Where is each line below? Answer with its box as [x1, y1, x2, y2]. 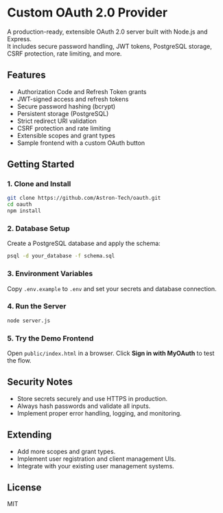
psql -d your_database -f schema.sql [7, 253, 115, 260]
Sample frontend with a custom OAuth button [16, 139, 145, 147]
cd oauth [7, 201, 32, 208]
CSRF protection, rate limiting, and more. [7, 49, 122, 58]
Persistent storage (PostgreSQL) [16, 109, 109, 117]
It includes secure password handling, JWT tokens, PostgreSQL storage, [7, 42, 213, 50]
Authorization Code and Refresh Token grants [16, 87, 147, 95]
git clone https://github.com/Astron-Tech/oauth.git [7, 194, 161, 202]
